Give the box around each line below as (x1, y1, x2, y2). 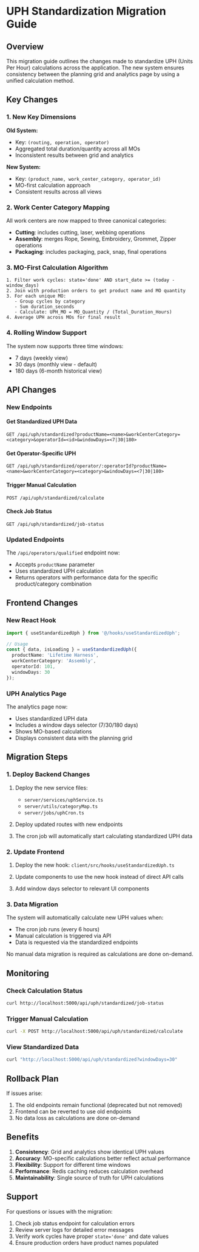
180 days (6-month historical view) (15, 367, 103, 374)
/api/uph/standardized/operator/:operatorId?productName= (17, 463, 167, 469)
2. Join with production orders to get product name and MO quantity (6, 288, 186, 294)
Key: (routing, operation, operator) (15, 138, 110, 145)
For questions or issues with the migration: (6, 1208, 113, 1215)
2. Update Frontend (6, 847, 65, 856)
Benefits (6, 1132, 39, 1142)
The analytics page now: (6, 703, 68, 710)
